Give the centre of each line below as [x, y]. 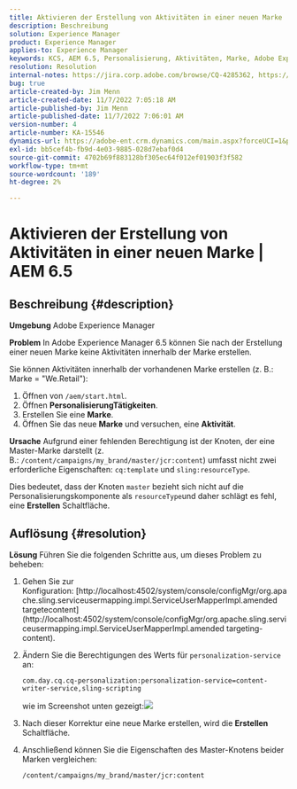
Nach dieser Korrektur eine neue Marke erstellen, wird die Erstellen [145, 723]
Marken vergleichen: [59, 759]
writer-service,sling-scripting [81, 688]
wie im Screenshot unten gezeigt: [83, 706]
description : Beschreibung [59, 26]
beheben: [27, 564]
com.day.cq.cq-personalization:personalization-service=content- [145, 680]
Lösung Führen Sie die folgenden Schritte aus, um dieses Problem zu [136, 554]
